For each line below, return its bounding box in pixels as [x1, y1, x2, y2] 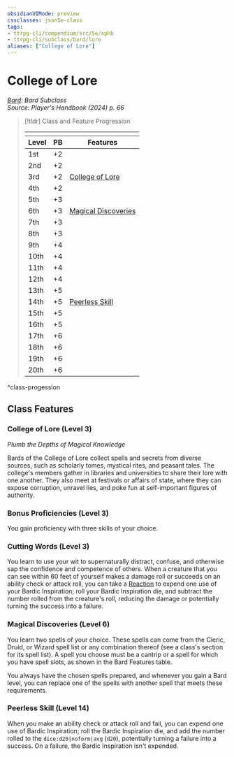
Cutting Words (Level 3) [7, 541, 89, 551]
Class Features [7, 403, 74, 415]
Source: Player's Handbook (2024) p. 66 [7, 103, 124, 112]
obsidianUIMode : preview [7, 10, 80, 17]
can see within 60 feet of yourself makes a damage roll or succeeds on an [7, 572, 221, 581]
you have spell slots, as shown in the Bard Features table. [7, 658, 173, 666]
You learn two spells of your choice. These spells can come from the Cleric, [7, 635, 226, 644]
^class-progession [7, 382, 61, 391]
